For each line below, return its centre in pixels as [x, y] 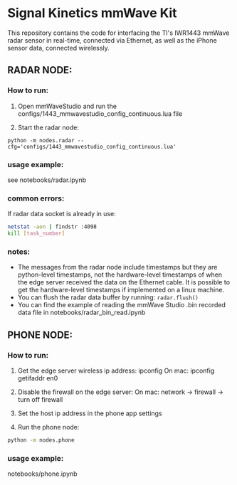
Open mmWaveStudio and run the [67, 106]
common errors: [36, 198]
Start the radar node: [48, 127]
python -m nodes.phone [41, 440]
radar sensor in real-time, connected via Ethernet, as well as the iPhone [112, 40]
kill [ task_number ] [36, 234]
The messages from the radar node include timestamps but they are [117, 267]
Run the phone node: [48, 427]
